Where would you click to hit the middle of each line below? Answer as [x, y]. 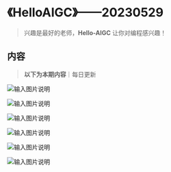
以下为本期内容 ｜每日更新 [60, 74]
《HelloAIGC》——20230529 [85, 13]
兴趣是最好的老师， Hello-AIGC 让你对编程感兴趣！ [95, 33]
